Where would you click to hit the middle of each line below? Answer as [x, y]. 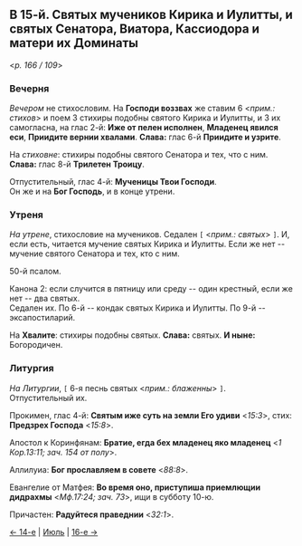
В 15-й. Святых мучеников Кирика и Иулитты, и [151, 15]
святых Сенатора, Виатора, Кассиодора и [135, 29]
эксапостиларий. [42, 318]
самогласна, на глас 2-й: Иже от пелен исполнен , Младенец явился [144, 128]
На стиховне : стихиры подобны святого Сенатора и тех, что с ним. [139, 155]
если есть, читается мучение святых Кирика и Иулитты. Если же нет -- [147, 244]
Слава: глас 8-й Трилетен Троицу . [77, 164]
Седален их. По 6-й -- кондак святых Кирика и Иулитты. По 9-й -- [138, 308]
